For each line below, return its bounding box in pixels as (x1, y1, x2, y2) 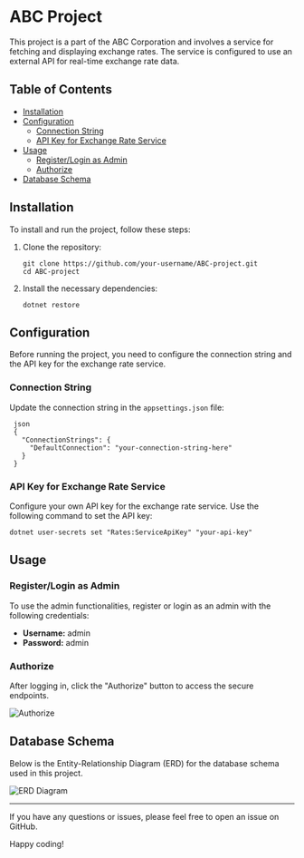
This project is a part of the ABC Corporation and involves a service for (9, 36, 274, 47)
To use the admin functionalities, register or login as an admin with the (9, 600, 271, 611)
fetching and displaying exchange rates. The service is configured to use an (9, 45, 292, 56)
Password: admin (22, 637, 89, 648)
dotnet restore (22, 300, 81, 309)
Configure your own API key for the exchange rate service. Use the (9, 501, 260, 512)
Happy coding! (9, 838, 65, 849)
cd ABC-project (22, 267, 81, 276)
